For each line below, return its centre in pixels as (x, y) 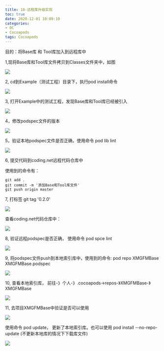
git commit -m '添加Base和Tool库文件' (42, 185)
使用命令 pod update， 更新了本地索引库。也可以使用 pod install (70, 327)
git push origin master (29, 189)
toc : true (15, 14)
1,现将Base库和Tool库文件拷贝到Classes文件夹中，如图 (60, 62)
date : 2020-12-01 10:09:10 (33, 19)
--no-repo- (146, 327)
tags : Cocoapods (22, 37)
